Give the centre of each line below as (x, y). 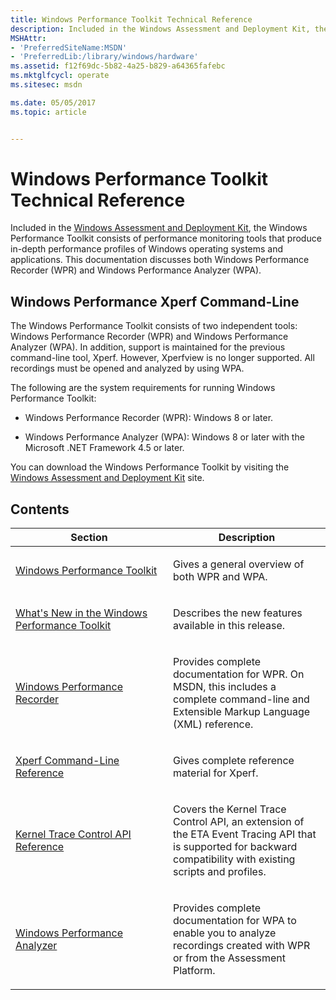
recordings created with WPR (242, 946)
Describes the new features (238, 613)
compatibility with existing (234, 859)
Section (89, 538)
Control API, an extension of (239, 822)
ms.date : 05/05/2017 (53, 102)
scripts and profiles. (220, 872)
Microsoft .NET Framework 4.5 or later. (104, 448)
